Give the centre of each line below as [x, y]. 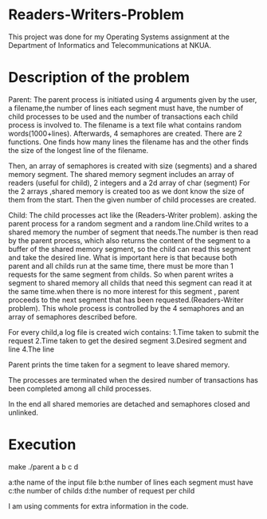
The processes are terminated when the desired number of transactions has [133, 379]
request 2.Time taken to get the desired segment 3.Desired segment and [128, 340]
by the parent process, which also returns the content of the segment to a [130, 240]
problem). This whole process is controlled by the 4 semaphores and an [126, 308]
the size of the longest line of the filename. [79, 150]
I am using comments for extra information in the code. [98, 506]
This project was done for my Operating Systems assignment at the [119, 37]
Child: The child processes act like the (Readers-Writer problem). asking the [133, 215]
